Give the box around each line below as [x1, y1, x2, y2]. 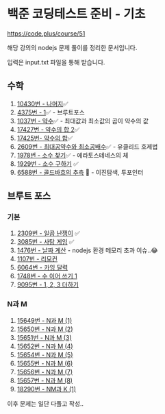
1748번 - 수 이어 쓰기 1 [16, 272, 77, 280]
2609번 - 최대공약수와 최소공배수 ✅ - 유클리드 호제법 [16, 142, 158, 151]
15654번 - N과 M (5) [16, 350, 73, 358]
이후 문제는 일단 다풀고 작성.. [7, 399, 84, 408]
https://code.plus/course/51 [7, 29, 86, 38]
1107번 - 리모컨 [16, 255, 58, 263]
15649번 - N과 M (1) [16, 316, 73, 324]
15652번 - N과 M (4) [16, 342, 73, 350]
